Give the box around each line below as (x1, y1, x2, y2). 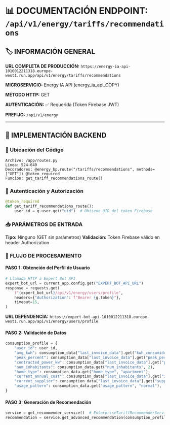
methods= (136, 167, 155, 172)
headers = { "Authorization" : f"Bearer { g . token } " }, (14, 295, 121, 300)
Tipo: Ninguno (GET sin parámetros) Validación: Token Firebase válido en (5, 234, 160, 240)
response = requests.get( (5, 285, 60, 290)
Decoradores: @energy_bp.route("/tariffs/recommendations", (5, 167, 135, 172)
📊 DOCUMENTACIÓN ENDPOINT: (5, 5, 148, 17)
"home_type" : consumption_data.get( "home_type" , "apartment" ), (14, 369, 151, 374)
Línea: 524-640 (5, 162, 37, 168)
